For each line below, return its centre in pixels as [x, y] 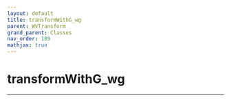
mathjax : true [27, 45]
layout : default [30, 13]
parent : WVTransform [37, 26]
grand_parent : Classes [40, 33]
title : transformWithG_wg [44, 20]
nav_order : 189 [29, 39]
